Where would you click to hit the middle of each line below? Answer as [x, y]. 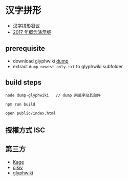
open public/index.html [31, 113]
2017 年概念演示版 [32, 32]
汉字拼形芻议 [26, 26]
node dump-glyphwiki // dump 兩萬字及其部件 [53, 95]
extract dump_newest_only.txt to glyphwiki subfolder [68, 66]
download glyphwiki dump [40, 61]
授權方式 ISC [25, 130]
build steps [24, 83]
